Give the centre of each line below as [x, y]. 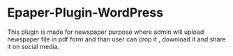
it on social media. [33, 46]
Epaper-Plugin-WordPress [85, 13]
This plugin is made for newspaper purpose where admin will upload [106, 32]
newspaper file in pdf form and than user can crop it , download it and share [116, 39]
